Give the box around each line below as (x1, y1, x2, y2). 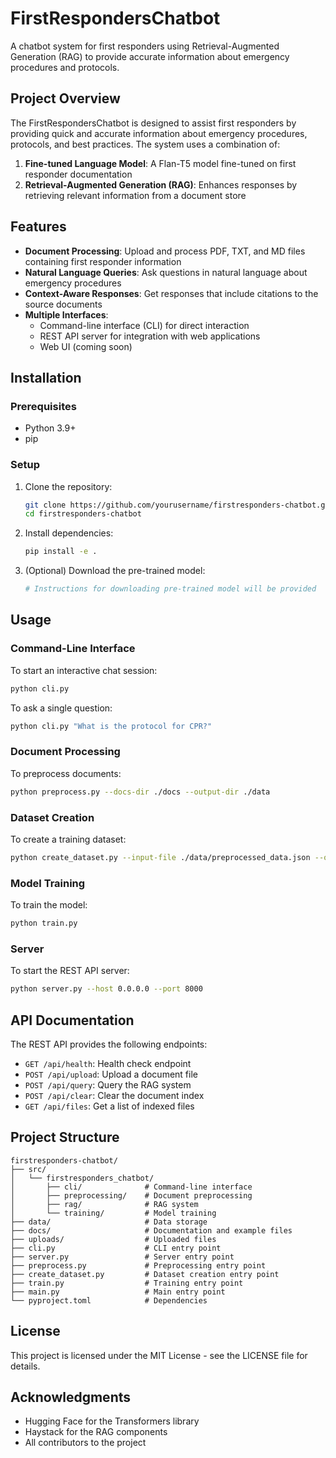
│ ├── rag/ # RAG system (10, 1199, 199, 1209)
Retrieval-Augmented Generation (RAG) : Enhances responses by (24, 178, 298, 191)
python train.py (10, 918, 78, 929)
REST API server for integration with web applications (39, 330, 261, 342)
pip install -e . (24, 547, 98, 557)
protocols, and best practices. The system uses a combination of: (10, 138, 281, 150)
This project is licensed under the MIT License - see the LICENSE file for (10, 1349, 308, 1361)
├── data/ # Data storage (10, 1217, 208, 1227)
